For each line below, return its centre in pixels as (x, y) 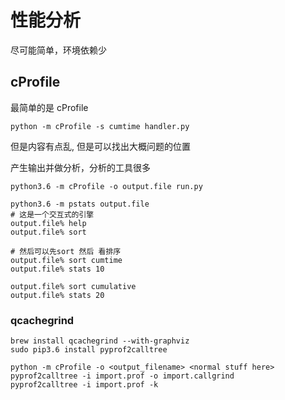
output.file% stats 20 (57, 295)
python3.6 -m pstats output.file (80, 204)
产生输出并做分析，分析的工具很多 (80, 167)
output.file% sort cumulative (73, 286)
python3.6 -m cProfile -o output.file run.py (106, 186)
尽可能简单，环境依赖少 (58, 50)
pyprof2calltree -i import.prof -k (84, 385)
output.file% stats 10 (57, 269)
